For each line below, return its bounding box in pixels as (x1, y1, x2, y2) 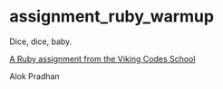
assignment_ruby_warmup (9, 6, 215, 27)
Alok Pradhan (9, 70, 61, 82)
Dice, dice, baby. (9, 36, 73, 47)
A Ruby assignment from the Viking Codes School (9, 53, 196, 64)
